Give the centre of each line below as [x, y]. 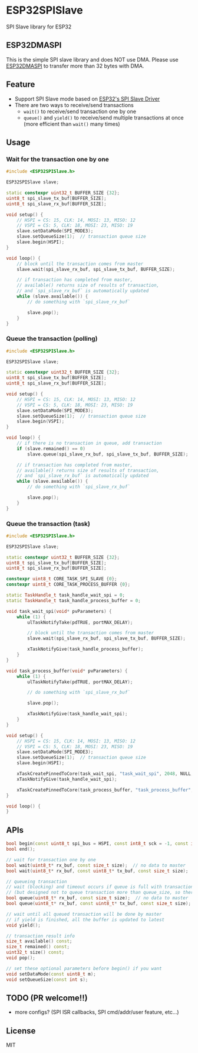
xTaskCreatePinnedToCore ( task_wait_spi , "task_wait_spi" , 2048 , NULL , [105, 774]
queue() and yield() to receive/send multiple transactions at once [103, 117]
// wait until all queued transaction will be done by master [84, 914]
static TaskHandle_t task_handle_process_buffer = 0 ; [74, 600]
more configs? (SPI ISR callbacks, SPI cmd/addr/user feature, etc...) [97, 1012]
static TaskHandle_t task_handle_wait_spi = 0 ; [66, 595]
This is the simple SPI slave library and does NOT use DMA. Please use [92, 59]
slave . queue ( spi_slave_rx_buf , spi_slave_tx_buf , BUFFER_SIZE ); [108, 454]
